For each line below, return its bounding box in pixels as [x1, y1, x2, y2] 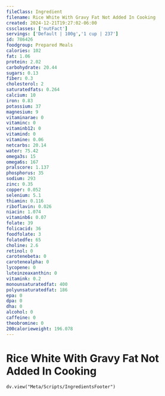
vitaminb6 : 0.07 [6, 215, 46, 221]
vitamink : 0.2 [6, 276, 42, 282]
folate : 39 [6, 220, 33, 226]
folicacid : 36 [6, 226, 42, 231]
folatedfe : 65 [6, 237, 42, 243]
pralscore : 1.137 [6, 165, 49, 170]
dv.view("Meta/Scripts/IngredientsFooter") [6, 384, 116, 390]
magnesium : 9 [6, 109, 39, 115]
